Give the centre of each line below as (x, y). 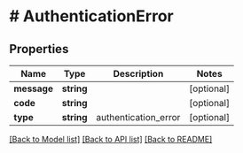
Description (138, 74)
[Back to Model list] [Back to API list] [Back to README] (111, 139)
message (33, 88)
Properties (39, 49)
